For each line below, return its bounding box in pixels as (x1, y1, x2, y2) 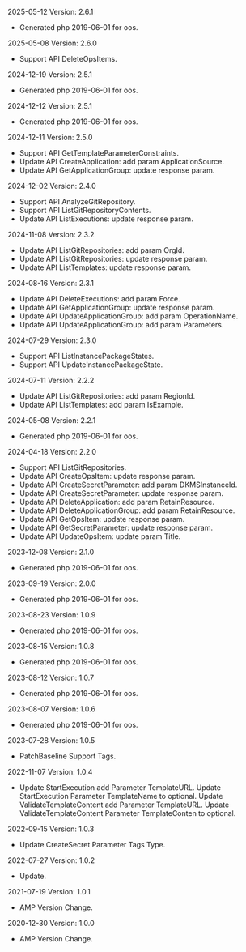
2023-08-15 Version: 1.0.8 (7, 642, 95, 651)
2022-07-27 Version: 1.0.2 (7, 856, 95, 865)
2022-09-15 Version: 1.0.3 (7, 824, 95, 834)
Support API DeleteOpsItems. (19, 54, 118, 63)
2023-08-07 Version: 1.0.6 (7, 704, 96, 714)
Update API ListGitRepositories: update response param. (19, 254, 208, 263)
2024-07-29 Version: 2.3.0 (7, 335, 97, 345)
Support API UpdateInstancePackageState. (19, 360, 163, 369)
